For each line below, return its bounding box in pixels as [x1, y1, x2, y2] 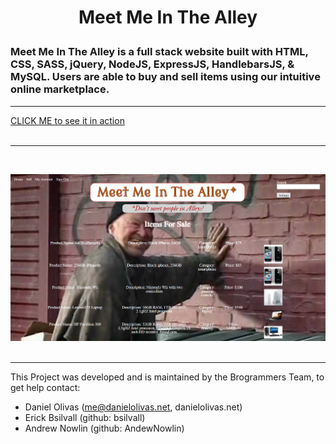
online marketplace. [10, 82, 110, 96]
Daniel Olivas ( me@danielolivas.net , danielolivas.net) [24, 401, 243, 413]
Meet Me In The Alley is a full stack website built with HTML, [10, 45, 309, 59]
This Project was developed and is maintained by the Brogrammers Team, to [10, 371, 325, 383]
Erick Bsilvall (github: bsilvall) [24, 412, 146, 424]
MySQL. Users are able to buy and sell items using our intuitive [10, 70, 321, 84]
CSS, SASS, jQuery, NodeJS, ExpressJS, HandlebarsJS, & [10, 57, 295, 71]
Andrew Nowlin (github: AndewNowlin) [24, 422, 185, 435]
